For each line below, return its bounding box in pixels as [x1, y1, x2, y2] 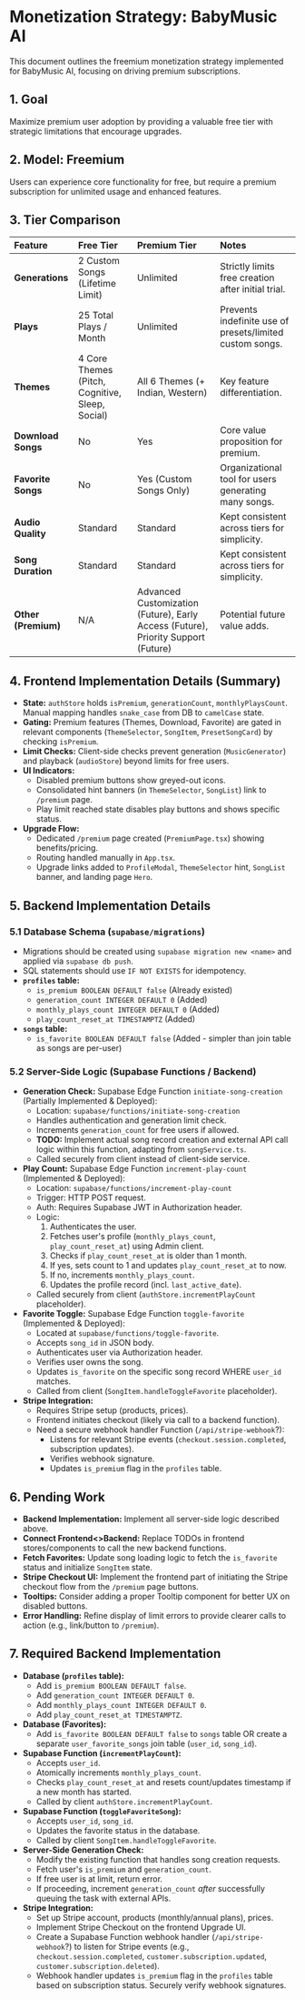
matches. [35, 1376, 72, 1387]
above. [22, 1522, 49, 1534]
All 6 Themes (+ [136, 375, 206, 388]
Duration [14, 565, 53, 578]
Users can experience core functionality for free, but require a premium [9, 176, 277, 187]
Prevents [219, 303, 258, 316]
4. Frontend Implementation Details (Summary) [9, 673, 281, 689]
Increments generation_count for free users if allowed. [35, 1125, 240, 1136]
